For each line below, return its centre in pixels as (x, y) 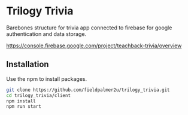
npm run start (24, 107)
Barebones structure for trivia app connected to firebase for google (89, 28)
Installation (28, 64)
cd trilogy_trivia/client (38, 95)
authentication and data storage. (46, 34)
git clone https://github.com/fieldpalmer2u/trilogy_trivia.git (88, 90)
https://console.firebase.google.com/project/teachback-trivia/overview (94, 46)
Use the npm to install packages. (47, 78)
